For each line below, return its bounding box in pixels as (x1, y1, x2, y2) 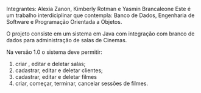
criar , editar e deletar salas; (15, 61, 86, 67)
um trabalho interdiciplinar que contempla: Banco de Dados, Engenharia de (6, 12, 195, 19)
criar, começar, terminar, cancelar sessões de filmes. (15, 80, 148, 87)
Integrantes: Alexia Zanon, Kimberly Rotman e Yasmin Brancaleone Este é (6, 6, 191, 12)
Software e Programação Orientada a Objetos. (6, 18, 122, 25)
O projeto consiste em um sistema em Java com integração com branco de (6, 30, 195, 37)
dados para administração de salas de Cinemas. (6, 37, 127, 43)
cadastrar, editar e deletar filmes (15, 73, 97, 80)
